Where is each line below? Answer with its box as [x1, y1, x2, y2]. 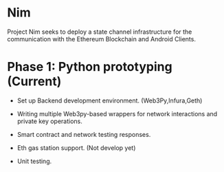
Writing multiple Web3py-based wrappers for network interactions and [16, 109, 218, 118]
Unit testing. [16, 157, 52, 165]
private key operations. [16, 117, 82, 125]
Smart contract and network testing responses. [16, 130, 151, 138]
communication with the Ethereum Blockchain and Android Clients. [7, 34, 196, 43]
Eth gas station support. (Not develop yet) [16, 143, 136, 152]
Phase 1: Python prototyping [7, 59, 173, 75]
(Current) [7, 74, 62, 89]
